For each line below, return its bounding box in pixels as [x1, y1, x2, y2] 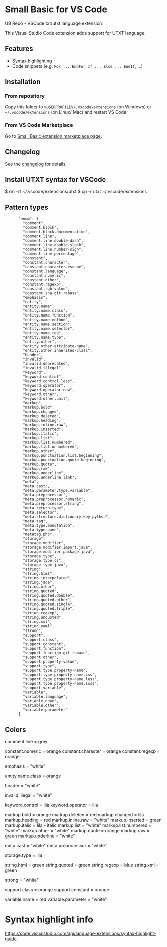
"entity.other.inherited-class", [23, 348, 93, 353]
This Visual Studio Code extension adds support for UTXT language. [5, 30, 146, 36]
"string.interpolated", [23, 576, 72, 581]
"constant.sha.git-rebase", [23, 291, 81, 296]
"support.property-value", [23, 659, 79, 664]
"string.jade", [23, 580, 55, 585]
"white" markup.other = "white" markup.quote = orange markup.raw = [5, 827, 150, 833]
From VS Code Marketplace [5, 122, 73, 129]
